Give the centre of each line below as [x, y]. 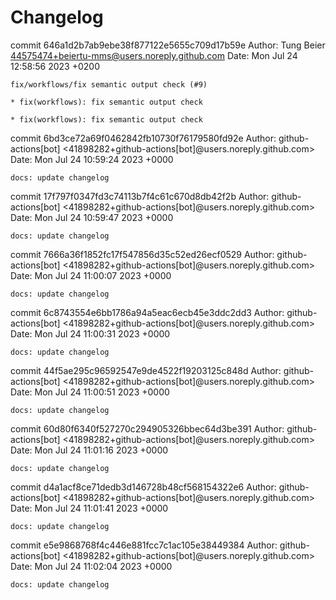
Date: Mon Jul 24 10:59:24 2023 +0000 [92, 159]
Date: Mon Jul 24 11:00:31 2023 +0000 [90, 333]
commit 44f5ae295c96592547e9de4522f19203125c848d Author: [146, 370]
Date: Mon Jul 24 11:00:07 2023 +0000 [91, 275]
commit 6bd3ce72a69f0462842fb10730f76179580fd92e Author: [143, 138]
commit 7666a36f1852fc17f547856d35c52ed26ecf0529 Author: [142, 254]
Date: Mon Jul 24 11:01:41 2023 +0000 [89, 508]
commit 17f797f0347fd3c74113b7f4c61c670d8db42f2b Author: [140, 196]
